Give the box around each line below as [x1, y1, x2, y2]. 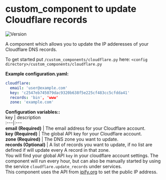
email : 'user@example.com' [10, 85, 68, 90]
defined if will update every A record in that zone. [5, 147, 110, 153]
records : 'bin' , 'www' [10, 95, 59, 100]
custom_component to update [5, 3, 137, 15]
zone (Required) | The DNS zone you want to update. [5, 136, 119, 143]
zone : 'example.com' [10, 99, 54, 105]
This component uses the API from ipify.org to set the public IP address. [5, 169, 158, 175]
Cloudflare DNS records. [5, 46, 58, 52]
